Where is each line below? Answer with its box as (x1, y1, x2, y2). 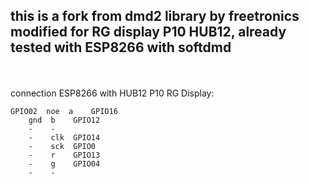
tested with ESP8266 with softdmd (10, 39, 232, 56)
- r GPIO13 (28, 150, 101, 160)
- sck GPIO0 (28, 141, 97, 151)
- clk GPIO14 (28, 132, 101, 143)
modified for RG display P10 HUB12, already (10, 24, 287, 41)
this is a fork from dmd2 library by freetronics (10, 8, 300, 25)
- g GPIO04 (28, 159, 101, 169)
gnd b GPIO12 (28, 115, 101, 125)
